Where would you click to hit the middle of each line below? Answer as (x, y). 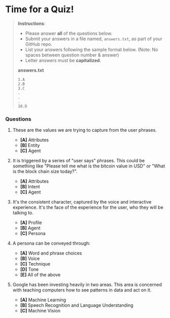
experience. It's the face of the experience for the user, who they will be (88, 208)
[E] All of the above (40, 275)
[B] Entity (30, 146)
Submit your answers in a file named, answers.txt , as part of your (94, 39)
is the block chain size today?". (45, 171)
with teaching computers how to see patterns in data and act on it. (82, 290)
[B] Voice (30, 258)
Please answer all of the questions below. (69, 33)
